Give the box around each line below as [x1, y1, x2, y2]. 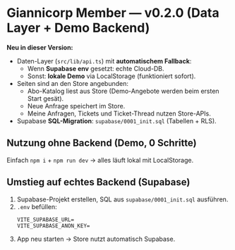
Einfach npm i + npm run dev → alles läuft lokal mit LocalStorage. [6, 156, 194, 164]
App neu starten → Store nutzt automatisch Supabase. [16, 235, 176, 243]
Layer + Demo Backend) [6, 20, 150, 36]
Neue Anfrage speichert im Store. [27, 101, 126, 110]
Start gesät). [27, 94, 64, 103]
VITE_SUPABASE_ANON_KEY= [16, 222, 90, 230]
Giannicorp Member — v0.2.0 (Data [6, 5, 219, 21]
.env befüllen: [16, 202, 57, 211]
